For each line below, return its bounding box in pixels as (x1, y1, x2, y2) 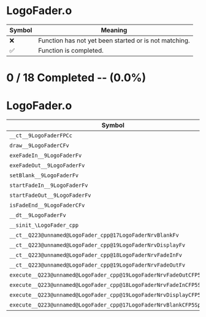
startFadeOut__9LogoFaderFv (9, 192, 91, 199)
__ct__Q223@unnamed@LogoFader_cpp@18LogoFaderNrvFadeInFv (9, 252, 183, 259)
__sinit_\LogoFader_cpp (9, 222, 79, 229)
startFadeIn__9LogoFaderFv (9, 182, 88, 189)
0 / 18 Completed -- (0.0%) (6, 71, 147, 85)
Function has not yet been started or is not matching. (37, 36, 190, 45)
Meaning (101, 26, 128, 34)
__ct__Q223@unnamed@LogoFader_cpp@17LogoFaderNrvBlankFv (9, 232, 179, 239)
